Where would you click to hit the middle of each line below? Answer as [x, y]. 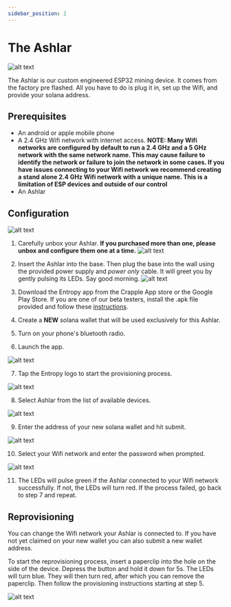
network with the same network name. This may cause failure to [111, 155]
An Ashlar [32, 192]
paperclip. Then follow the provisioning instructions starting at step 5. [106, 583]
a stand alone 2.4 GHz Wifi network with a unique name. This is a [113, 177]
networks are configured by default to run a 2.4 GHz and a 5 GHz [112, 148]
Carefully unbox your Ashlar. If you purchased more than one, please [117, 243]
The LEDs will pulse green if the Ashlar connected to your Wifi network [118, 481]
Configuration [38, 213]
